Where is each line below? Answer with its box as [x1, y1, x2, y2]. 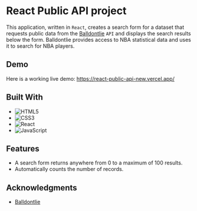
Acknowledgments [6, 183, 78, 193]
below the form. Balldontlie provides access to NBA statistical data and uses [6, 36, 192, 43]
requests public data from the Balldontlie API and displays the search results [6, 29, 191, 37]
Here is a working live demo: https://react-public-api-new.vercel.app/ [6, 75, 175, 82]
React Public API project [6, 4, 127, 18]
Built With [6, 93, 43, 103]
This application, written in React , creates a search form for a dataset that [6, 24, 185, 31]
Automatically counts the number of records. [14, 166, 124, 173]
